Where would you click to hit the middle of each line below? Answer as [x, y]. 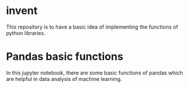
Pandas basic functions [65, 57]
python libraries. [26, 33]
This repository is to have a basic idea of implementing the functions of [92, 27]
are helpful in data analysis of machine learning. [64, 79]
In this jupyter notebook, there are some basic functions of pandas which [95, 73]
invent [22, 11]
